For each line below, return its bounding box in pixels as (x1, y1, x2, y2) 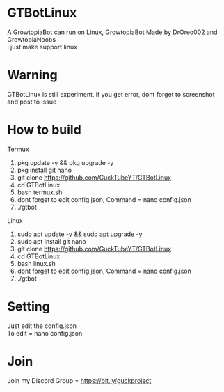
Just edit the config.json (7, 322, 77, 330)
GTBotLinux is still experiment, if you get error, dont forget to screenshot (7, 90, 215, 98)
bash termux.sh (17, 188, 63, 196)
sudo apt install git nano (17, 237, 86, 245)
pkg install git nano (17, 166, 72, 174)
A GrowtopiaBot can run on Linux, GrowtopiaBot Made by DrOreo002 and (7, 28, 218, 36)
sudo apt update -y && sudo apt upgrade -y (17, 230, 143, 238)
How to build (7, 122, 81, 138)
